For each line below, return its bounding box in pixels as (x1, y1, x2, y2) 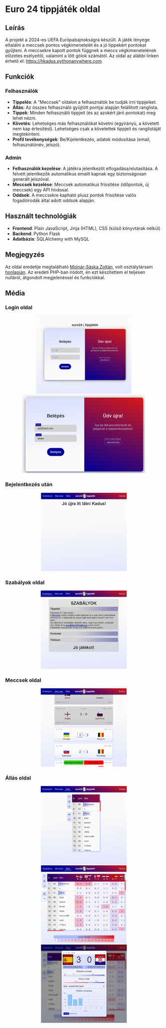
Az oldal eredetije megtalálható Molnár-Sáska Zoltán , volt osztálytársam (5, 264, 153, 270)
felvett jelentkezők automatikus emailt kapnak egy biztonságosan (12, 170, 147, 176)
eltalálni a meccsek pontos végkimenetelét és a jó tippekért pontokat (5, 42, 147, 48)
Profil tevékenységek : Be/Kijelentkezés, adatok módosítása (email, (12, 136, 151, 142)
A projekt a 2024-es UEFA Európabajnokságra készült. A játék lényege (5, 37, 150, 43)
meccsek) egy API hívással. (12, 186, 69, 192)
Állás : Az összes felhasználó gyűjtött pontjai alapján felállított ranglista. (12, 104, 159, 110)
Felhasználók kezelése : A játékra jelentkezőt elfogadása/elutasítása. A (12, 165, 158, 171)
